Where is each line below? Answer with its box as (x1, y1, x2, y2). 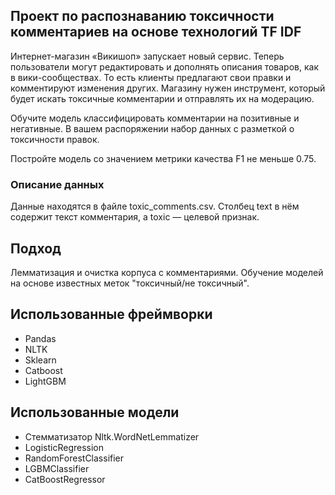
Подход (10, 240, 62, 257)
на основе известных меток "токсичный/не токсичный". (10, 277, 250, 289)
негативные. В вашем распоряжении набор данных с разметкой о (10, 122, 295, 134)
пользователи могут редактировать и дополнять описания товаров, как (10, 60, 319, 73)
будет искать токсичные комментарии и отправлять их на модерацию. (10, 92, 315, 104)
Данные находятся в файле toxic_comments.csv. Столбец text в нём (10, 200, 300, 213)
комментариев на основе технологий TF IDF (10, 24, 302, 41)
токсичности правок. (10, 133, 100, 145)
